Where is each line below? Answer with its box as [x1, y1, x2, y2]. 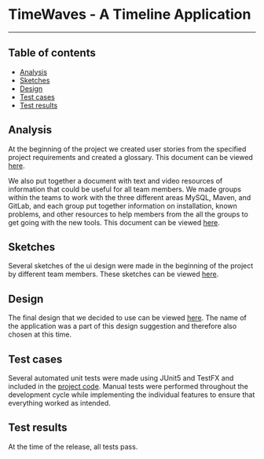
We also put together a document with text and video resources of [8, 176, 223, 185]
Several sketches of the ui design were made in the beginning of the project [8, 261, 254, 271]
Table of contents [8, 46, 96, 60]
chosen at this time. [8, 330, 72, 339]
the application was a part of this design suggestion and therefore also [8, 322, 237, 331]
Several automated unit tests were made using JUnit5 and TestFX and [8, 373, 234, 382]
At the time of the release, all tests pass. [8, 442, 138, 451]
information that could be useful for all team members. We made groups [8, 184, 242, 194]
